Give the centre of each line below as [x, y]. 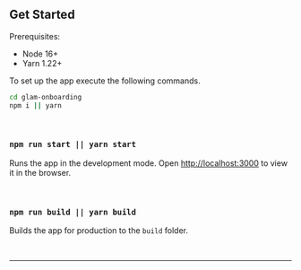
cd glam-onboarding [46, 97]
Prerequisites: [35, 36]
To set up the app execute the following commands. [105, 81]
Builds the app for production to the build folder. [99, 231]
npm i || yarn [36, 105]
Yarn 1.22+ [42, 63]
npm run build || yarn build [73, 212]
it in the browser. [40, 172]
